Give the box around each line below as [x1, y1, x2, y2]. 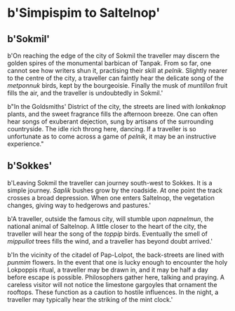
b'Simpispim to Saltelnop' [7, 5, 161, 21]
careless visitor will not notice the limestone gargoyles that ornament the [7, 280, 217, 289]
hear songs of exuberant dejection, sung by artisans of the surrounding [7, 117, 214, 126]
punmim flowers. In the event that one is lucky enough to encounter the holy [7, 258, 228, 266]
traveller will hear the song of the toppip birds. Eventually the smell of [7, 230, 208, 238]
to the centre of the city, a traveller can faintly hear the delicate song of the [7, 74, 224, 82]
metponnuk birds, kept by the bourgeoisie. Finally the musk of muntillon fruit [7, 81, 228, 89]
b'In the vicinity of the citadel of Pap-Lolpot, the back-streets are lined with [7, 251, 224, 259]
